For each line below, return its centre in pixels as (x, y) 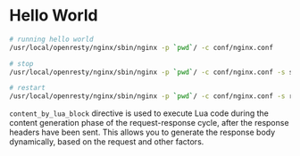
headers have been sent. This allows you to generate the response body (142, 132)
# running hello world (51, 39)
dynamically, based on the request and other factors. (107, 142)
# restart (28, 88)
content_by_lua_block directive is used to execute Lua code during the (139, 113)
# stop (21, 63)
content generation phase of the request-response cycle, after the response (149, 123)
